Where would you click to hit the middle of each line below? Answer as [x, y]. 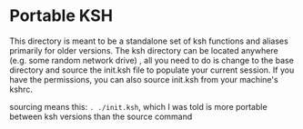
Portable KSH [61, 16]
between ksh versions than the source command [101, 116]
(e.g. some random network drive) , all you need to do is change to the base [151, 60]
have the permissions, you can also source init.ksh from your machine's [144, 79]
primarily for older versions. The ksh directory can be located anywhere [144, 50]
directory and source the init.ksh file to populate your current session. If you [152, 70]
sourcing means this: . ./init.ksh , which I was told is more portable [138, 106]
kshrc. [21, 89]
